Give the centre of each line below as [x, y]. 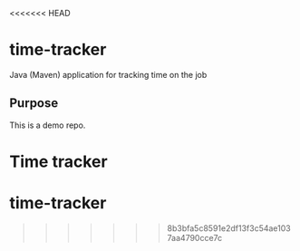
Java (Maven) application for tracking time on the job [108, 74]
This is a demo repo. [48, 125]
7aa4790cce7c [195, 237]
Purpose [34, 103]
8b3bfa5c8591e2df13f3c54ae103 [229, 228]
